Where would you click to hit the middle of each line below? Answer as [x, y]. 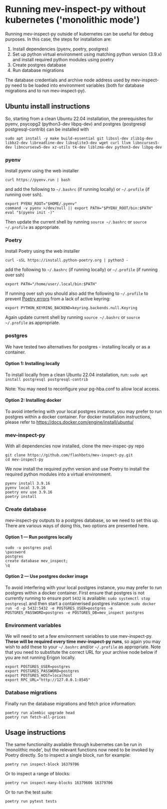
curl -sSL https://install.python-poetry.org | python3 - [67, 260]
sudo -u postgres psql [29, 548]
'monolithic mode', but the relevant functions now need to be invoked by [79, 750]
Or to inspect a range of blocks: [38, 774]
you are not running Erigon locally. [40, 658]
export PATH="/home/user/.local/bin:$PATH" [51, 284]
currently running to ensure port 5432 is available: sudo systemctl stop [78, 598]
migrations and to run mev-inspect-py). [46, 90]
